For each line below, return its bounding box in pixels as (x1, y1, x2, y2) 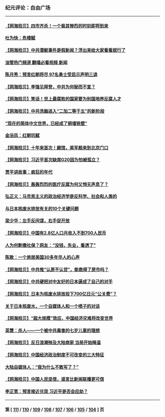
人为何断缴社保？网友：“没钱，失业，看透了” (5, 242, 96, 248)
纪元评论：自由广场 (5, 4, 51, 11)
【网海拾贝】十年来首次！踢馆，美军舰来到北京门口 (5, 144, 109, 151)
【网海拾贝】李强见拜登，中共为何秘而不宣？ (5, 84, 96, 90)
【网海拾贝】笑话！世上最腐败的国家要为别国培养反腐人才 (5, 96, 121, 102)
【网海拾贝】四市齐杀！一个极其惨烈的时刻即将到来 (5, 23, 109, 29)
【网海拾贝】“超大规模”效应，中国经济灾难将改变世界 (5, 315, 113, 321)
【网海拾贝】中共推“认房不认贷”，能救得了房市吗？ (5, 266, 109, 272)
